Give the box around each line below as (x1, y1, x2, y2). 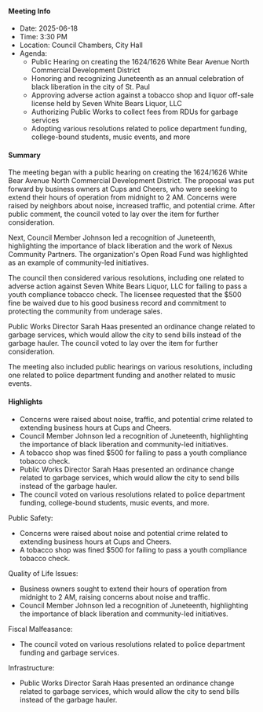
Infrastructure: (8, 662, 55, 672)
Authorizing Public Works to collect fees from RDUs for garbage (31, 107, 239, 117)
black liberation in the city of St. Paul (31, 83, 151, 92)
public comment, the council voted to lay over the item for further (8, 209, 220, 219)
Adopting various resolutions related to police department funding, (31, 124, 247, 134)
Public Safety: (8, 513, 53, 523)
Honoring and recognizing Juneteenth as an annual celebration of (31, 74, 245, 83)
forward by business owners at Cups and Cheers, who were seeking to (8, 185, 238, 194)
